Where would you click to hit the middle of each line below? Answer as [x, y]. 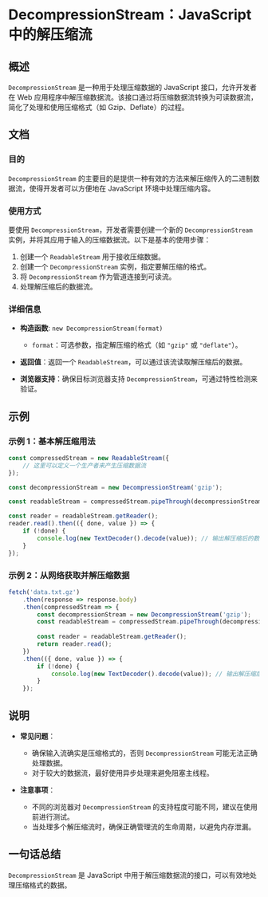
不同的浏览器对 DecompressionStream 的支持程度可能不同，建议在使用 [144, 807]
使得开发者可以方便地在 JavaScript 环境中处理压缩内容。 [122, 188]
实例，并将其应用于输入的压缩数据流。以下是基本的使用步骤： [110, 239]
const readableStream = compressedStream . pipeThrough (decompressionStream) [137, 502]
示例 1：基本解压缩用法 [52, 441]
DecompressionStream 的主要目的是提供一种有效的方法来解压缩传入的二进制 [130, 178]
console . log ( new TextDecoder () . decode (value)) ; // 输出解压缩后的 [145, 538]
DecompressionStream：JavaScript [130, 15]
